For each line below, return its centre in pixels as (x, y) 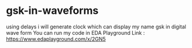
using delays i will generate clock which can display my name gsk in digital (96, 27)
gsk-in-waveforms (52, 11)
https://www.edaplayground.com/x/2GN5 (56, 39)
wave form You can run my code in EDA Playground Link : (76, 32)
